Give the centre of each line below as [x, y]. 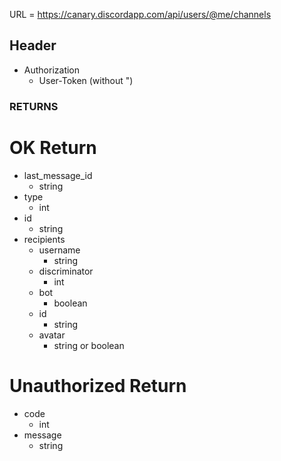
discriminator [66, 271]
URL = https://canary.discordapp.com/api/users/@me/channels [140, 14]
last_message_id [58, 175]
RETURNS [34, 106]
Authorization [52, 70]
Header [33, 45]
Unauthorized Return [98, 385]
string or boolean [89, 345]
